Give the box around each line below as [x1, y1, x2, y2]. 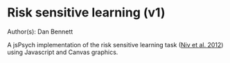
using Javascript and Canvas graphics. [7, 48, 118, 56]
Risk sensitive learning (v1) [7, 5, 166, 21]
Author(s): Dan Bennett [7, 27, 73, 36]
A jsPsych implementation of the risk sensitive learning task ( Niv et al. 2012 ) [7, 40, 224, 49]
